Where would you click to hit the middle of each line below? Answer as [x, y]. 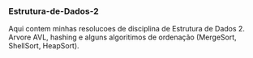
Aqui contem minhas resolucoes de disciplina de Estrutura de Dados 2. [127, 29]
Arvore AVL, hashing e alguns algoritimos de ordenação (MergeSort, [122, 37]
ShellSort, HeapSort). [44, 46]
